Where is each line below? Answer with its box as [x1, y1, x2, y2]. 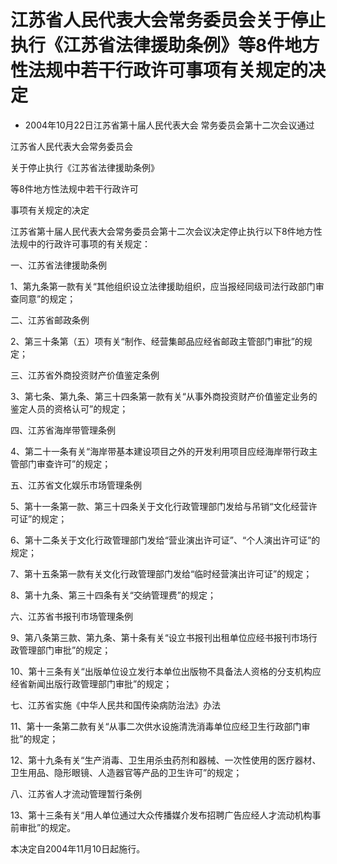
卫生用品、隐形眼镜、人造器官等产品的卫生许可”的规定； [10, 766, 243, 778]
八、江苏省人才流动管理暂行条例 [10, 787, 142, 800]
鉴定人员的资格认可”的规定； [10, 402, 129, 415]
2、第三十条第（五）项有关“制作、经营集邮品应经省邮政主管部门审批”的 [10, 335, 304, 347]
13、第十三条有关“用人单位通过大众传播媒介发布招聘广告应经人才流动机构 [10, 809, 313, 821]
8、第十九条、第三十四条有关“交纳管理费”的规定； [10, 589, 217, 601]
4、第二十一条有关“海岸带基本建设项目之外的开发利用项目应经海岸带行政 [10, 445, 310, 457]
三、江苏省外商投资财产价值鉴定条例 [10, 369, 160, 381]
